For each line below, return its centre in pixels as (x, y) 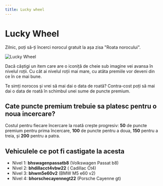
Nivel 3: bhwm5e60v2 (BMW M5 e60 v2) (54, 173)
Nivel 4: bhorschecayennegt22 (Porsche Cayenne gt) (66, 179)
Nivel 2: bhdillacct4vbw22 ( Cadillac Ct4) (54, 168)
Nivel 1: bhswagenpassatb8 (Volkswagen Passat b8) (65, 163)
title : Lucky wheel (25, 9)
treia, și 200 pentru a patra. (33, 136)
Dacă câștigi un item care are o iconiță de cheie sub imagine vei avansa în (79, 66)
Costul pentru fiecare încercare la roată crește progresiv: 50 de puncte (76, 126)
